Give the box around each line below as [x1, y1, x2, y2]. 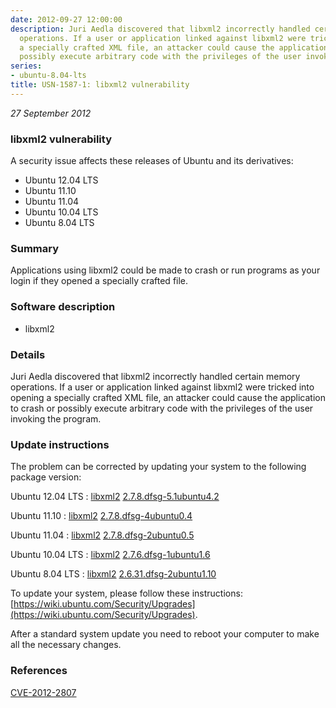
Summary [10, 241, 60, 255]
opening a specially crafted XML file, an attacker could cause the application [10, 391, 326, 403]
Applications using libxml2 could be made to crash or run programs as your [10, 264, 321, 276]
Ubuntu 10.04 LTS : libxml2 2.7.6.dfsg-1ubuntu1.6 [10, 549, 211, 561]
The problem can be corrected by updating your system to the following [10, 461, 307, 473]
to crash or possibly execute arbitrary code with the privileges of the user [10, 402, 314, 414]
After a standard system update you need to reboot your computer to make [10, 628, 320, 640]
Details [10, 347, 46, 361]
